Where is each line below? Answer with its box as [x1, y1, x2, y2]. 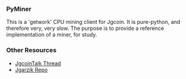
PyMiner [6, 5, 32, 13]
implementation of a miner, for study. [6, 31, 97, 38]
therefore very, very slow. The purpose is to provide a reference [6, 25, 164, 32]
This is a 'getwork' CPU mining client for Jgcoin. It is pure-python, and [6, 19, 181, 26]
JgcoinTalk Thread [14, 59, 61, 67]
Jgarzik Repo [14, 66, 48, 73]
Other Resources [6, 46, 57, 54]
